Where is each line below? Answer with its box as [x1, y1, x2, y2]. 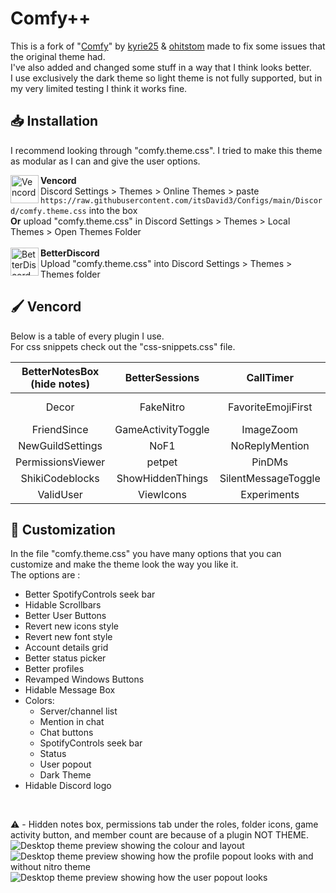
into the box [88, 204, 138, 216]
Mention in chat [39, 716, 105, 728]
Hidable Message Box [24, 684, 116, 696]
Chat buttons [39, 727, 94, 739]
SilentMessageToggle [219, 471, 321, 485]
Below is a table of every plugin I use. [10, 330, 165, 342]
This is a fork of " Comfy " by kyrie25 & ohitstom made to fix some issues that [10, 40, 326, 52]
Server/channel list [39, 705, 118, 717]
